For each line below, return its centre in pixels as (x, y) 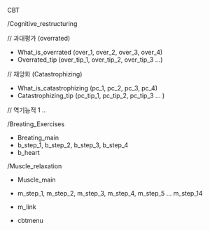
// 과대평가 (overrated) (39, 38)
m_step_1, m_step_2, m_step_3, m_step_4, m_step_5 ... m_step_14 (110, 193)
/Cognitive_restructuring (42, 23)
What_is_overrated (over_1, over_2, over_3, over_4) (90, 52)
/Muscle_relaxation (35, 166)
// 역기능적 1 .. (27, 110)
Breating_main (38, 137)
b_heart (28, 153)
